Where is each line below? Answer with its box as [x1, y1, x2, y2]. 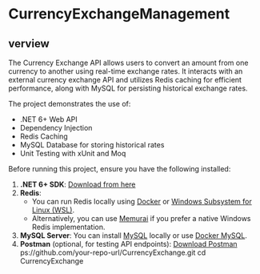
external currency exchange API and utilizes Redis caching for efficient [8, 75, 242, 84]
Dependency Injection [19, 123, 93, 132]
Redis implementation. [31, 222, 106, 232]
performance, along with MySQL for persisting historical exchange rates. [8, 83, 248, 93]
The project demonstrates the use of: [8, 99, 131, 108]
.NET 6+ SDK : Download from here [19, 179, 136, 189]
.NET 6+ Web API [19, 115, 78, 124]
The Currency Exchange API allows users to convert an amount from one [8, 58, 249, 67]
